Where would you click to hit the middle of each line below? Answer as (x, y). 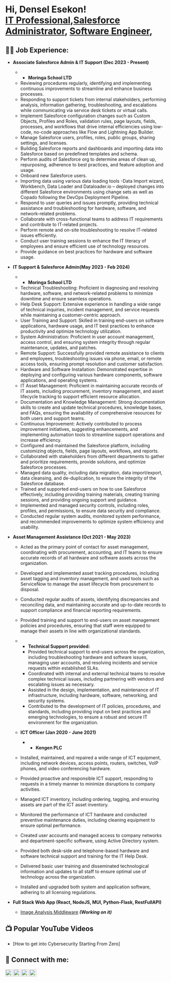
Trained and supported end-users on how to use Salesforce (83, 489)
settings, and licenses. (44, 143)
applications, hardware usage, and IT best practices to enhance (87, 326)
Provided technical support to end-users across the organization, (96, 652)
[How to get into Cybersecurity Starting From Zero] (66, 944)
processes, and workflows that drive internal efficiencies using (86, 127)
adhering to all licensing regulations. (58, 892)
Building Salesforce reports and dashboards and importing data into (92, 148)
